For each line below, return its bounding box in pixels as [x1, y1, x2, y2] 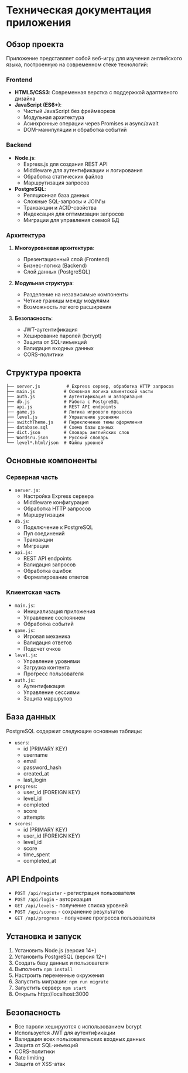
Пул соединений [23, 530, 65, 537]
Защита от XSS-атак [14, 1060, 66, 1067]
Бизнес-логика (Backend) [23, 262, 87, 269]
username [23, 751, 48, 758]
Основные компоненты [6, 456, 97, 466]
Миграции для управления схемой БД [23, 216, 119, 223]
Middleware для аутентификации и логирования [23, 166, 143, 173]
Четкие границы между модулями [23, 297, 110, 304]
